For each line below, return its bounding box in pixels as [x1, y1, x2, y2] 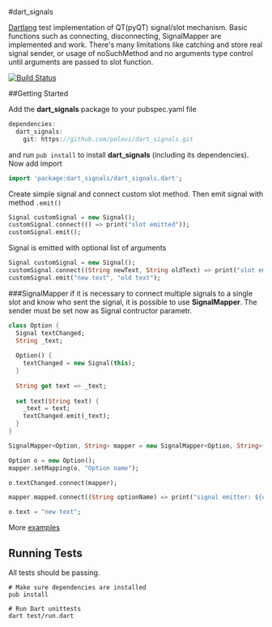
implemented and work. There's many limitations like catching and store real [8, 40, 263, 50]
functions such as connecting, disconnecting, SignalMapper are [8, 32, 222, 41]
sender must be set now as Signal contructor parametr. [8, 305, 193, 315]
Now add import [8, 158, 62, 168]
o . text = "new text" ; [8, 508, 82, 517]
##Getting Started [8, 89, 69, 98]
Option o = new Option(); [8, 456, 96, 465]
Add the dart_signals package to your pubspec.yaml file [8, 105, 197, 114]
